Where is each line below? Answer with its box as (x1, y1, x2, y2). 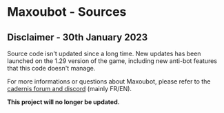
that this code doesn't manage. (7, 64, 96, 72)
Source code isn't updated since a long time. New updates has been (7, 49, 201, 58)
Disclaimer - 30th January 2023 (7, 32, 148, 43)
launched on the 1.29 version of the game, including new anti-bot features (7, 57, 217, 65)
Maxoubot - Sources (7, 4, 127, 20)
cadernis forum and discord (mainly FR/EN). (7, 85, 132, 92)
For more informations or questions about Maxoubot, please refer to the (7, 77, 211, 86)
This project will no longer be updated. (7, 98, 120, 106)
